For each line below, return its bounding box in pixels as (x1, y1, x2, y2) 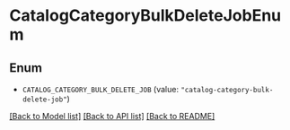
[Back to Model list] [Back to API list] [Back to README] (9, 111, 215, 121)
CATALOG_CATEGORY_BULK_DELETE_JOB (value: (22, 84, 180, 94)
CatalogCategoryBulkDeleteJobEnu (9, 5, 281, 26)
